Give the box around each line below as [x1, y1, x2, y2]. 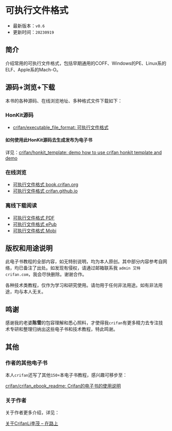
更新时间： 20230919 [12, 29, 54, 35]
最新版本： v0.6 [12, 23, 45, 29]
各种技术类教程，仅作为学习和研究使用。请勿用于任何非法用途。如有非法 [5, 282, 158, 288]
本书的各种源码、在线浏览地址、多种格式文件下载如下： [5, 97, 122, 104]
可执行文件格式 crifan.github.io [12, 188, 78, 194]
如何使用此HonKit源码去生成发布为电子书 [5, 137, 92, 143]
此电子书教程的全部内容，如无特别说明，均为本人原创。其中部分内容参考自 [5, 259, 163, 265]
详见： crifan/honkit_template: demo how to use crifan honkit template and [5, 149, 162, 155]
